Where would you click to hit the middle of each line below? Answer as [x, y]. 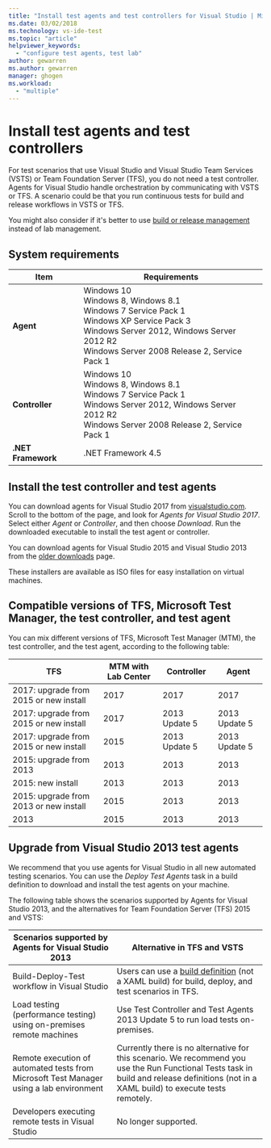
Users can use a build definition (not [185, 971]
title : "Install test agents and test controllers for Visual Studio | [131, 16]
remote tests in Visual [53, 1121]
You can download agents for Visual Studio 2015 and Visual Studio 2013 [128, 547]
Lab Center [129, 677]
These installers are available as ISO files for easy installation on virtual [126, 572]
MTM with [129, 666]
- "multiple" [38, 91]
